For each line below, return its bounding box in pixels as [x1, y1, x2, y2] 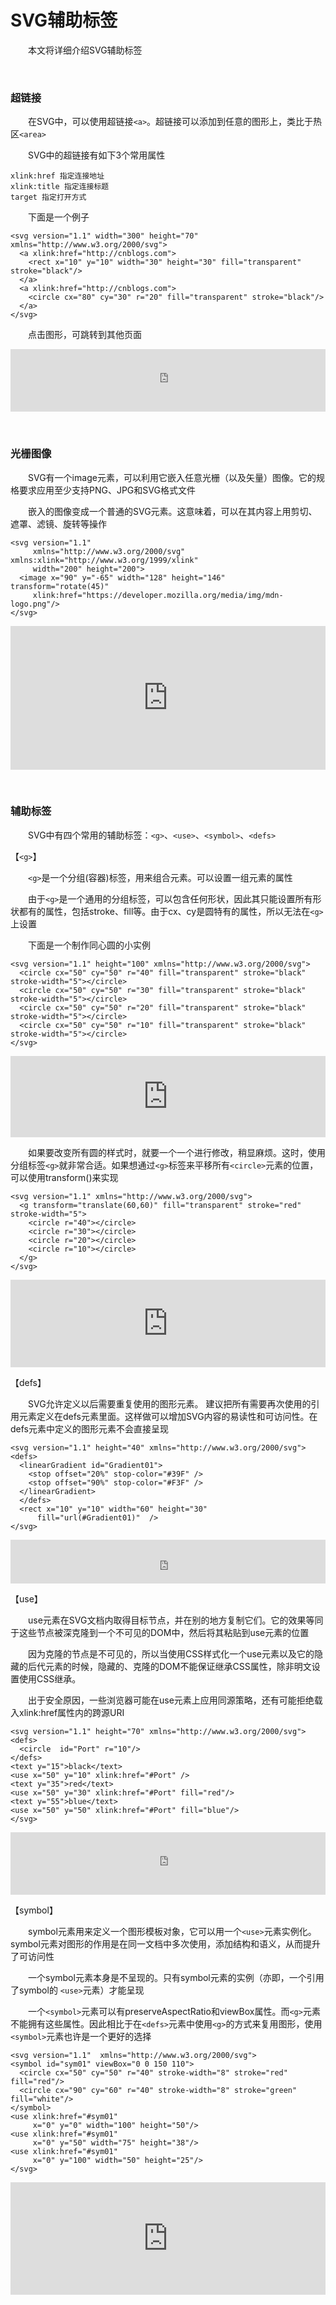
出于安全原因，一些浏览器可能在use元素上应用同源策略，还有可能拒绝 [28, 1694, 315, 1706]
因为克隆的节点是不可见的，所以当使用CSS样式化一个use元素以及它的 [28, 1647, 315, 1660]
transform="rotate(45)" [10, 581, 110, 591]
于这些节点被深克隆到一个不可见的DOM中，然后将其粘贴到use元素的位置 [10, 1626, 310, 1638]
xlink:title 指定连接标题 [10, 182, 110, 192]
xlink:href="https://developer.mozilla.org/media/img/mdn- [32, 590, 284, 600]
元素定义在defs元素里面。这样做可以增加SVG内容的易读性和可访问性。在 [18, 1410, 318, 1422]
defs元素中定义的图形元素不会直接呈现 [10, 1422, 169, 1435]
